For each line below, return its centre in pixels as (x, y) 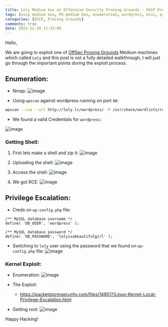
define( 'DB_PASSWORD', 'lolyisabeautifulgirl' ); (59, 236)
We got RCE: (25, 182)
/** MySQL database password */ (39, 232)
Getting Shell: (22, 142)
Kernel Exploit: (23, 264)
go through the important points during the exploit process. (66, 63)
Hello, (11, 43)
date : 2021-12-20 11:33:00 (33, 29)
